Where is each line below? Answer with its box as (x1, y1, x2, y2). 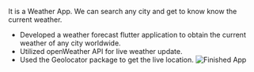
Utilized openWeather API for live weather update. (19, 47, 183, 56)
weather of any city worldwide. (19, 38, 121, 48)
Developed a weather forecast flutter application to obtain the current (19, 31, 247, 39)
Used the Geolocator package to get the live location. (19, 55, 194, 64)
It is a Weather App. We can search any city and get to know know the (8, 7, 237, 16)
